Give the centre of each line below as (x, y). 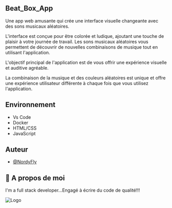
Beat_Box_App (29, 8)
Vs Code (22, 117)
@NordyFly (25, 162)
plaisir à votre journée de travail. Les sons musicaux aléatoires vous (77, 41)
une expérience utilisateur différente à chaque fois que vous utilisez (77, 83)
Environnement (30, 105)
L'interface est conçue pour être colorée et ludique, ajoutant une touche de (85, 36)
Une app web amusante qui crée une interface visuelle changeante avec (82, 20)
